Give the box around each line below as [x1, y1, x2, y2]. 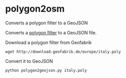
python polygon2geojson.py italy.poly [5, 68, 87, 73]
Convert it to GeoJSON [5, 58, 53, 64]
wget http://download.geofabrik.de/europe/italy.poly [5, 49, 121, 54]
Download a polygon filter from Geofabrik [5, 39, 92, 46]
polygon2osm [5, 3, 65, 15]
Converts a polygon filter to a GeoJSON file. [5, 29, 97, 35]
